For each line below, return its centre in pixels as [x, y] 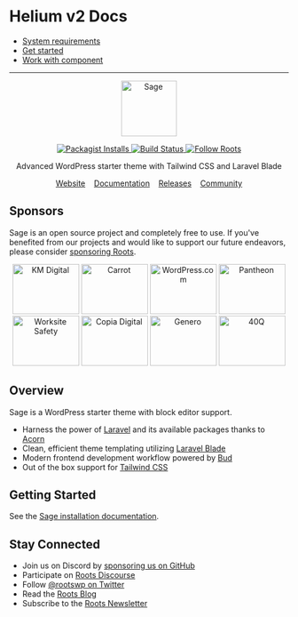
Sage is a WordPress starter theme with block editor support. [121, 412]
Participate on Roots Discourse [78, 575]
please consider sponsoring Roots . [73, 252]
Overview [37, 391]
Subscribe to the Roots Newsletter [85, 604]
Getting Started [53, 495]
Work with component [63, 60]
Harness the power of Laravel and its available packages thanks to [144, 429]
